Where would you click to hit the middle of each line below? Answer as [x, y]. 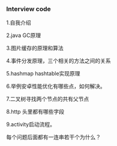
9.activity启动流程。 [31, 124]
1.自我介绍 [19, 23]
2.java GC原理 [23, 35]
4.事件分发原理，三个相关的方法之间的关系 [58, 61]
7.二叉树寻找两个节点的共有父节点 [48, 99]
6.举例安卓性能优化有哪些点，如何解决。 [56, 86]
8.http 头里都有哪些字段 [35, 112]
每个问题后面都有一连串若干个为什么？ [53, 137]
